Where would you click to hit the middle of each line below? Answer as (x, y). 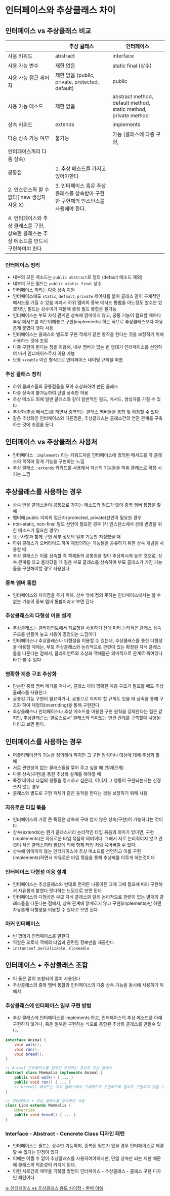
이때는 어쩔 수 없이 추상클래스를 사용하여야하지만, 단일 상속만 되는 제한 (82, 1158)
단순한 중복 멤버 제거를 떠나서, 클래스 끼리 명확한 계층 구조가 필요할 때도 (83, 686)
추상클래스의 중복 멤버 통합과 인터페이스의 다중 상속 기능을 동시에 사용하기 (86, 985)
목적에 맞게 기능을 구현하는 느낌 (53, 462)
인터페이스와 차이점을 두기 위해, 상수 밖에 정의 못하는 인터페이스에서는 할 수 (87, 595)
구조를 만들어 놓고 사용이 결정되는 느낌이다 (55, 634)
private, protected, (77, 82)
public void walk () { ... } (44, 1078)
